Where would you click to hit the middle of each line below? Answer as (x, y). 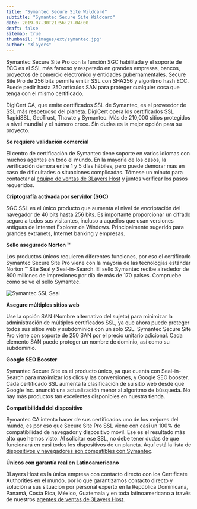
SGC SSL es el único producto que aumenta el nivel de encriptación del (93, 208)
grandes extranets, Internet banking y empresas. (66, 233)
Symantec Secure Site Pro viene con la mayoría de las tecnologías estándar (99, 263)
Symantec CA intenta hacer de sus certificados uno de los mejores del (92, 419)
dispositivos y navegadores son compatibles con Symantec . (80, 451)
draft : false (22, 28)
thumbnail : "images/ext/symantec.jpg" (54, 39)
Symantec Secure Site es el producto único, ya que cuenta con (83, 371)
